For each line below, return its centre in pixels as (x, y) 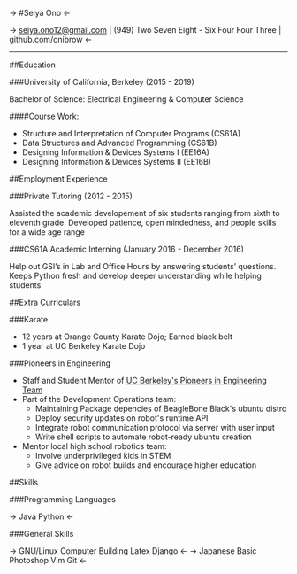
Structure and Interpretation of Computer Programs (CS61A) (131, 133)
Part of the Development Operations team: (99, 399)
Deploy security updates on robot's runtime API (122, 418)
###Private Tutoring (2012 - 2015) (71, 196)
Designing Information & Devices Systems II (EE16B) (117, 162)
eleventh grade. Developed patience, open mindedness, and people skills (143, 222)
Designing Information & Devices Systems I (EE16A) (116, 152)
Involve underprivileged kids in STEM (103, 456)
